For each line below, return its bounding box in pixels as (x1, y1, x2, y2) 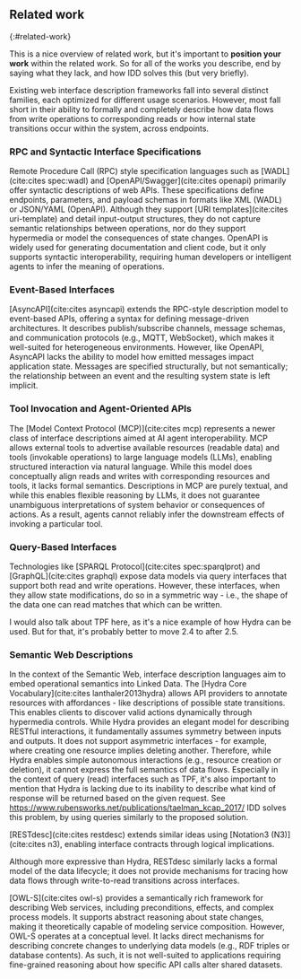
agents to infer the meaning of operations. (9, 261, 165, 272)
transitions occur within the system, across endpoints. (9, 123, 209, 134)
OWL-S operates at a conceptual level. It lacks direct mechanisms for (9, 931, 264, 941)
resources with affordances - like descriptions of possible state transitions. (9, 697, 286, 708)
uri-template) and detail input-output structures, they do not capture (9, 214, 262, 224)
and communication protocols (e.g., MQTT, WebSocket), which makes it (9, 332, 275, 344)
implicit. (9, 380, 39, 391)
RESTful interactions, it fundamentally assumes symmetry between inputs (9, 726, 282, 737)
